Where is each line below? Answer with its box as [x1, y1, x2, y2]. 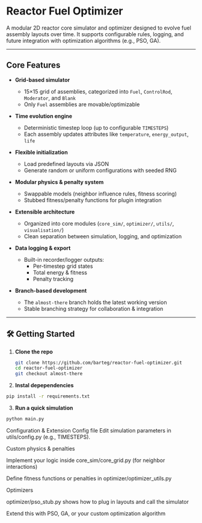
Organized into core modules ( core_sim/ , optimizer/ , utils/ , [23, 220, 174, 227]
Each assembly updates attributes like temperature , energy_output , [23, 130, 189, 138]
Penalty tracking [32, 275, 74, 282]
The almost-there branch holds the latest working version [23, 299, 167, 306]
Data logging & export [14, 244, 71, 252]
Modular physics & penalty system [14, 178, 104, 185]
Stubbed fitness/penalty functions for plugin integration [23, 196, 162, 203]
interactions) [6, 463, 38, 470]
